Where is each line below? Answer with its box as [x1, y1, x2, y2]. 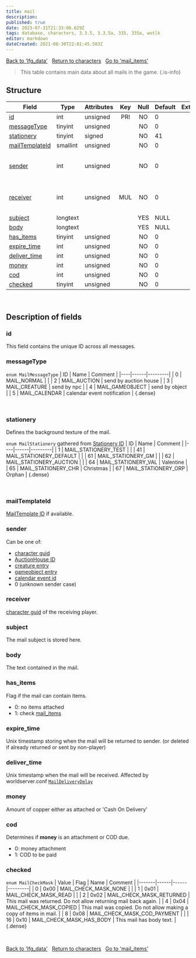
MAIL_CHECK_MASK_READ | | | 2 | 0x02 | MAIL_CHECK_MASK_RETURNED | [6, 891, 190, 898]
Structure [6, 85, 42, 95]
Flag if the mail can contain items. [6, 692, 87, 699]
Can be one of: [6, 538, 42, 545]
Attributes [84, 103, 114, 111]
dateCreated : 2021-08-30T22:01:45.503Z [6, 42, 103, 47]
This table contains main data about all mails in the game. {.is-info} [20, 68, 181, 75]
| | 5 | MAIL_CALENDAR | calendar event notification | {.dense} [6, 390, 156, 397]
